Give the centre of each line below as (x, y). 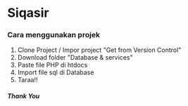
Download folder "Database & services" (75, 58)
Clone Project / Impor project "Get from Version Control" (99, 50)
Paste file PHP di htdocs (52, 65)
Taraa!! (27, 80)
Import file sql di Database (56, 72)
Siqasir (28, 13)
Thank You (24, 96)
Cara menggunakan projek (54, 35)
